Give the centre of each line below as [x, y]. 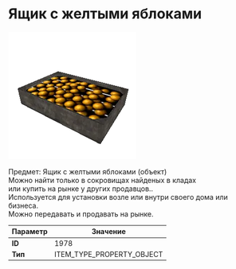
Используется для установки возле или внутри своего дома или [118, 197]
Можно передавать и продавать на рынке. [81, 214]
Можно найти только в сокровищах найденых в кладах [102, 180]
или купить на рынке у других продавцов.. [81, 189]
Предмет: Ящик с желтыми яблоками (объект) [88, 171]
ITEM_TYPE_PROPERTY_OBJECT [109, 254]
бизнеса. [23, 205]
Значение [108, 232]
